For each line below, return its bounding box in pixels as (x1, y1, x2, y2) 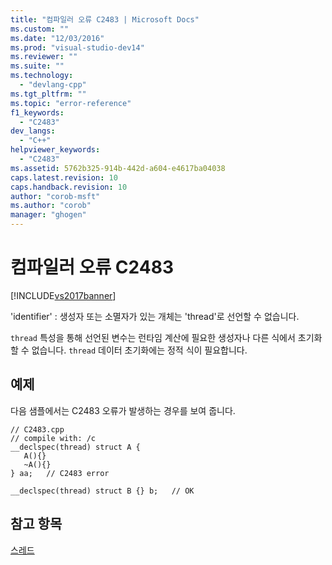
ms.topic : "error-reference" (10, 98, 132, 108)
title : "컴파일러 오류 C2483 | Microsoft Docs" (10, 14, 200, 25)
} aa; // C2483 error (10, 468, 110, 478)
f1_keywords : (10, 107, 65, 118)
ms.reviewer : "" (10, 52, 78, 62)
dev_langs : (10, 126, 56, 136)
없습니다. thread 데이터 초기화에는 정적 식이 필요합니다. (31, 344, 248, 356)
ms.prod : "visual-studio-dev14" (10, 42, 145, 53)
